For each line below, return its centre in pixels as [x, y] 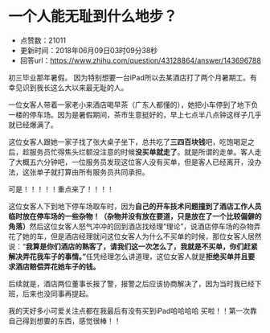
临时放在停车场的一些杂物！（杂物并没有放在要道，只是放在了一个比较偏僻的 [135, 216]
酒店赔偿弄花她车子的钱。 [57, 266]
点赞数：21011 [43, 40]
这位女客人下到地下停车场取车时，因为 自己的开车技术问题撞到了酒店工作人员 [135, 206]
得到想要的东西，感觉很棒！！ [72, 321]
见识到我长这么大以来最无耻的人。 [72, 87]
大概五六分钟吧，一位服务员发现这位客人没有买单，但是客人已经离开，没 [135, 162]
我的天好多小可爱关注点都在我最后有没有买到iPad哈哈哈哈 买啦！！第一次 [129, 310]
